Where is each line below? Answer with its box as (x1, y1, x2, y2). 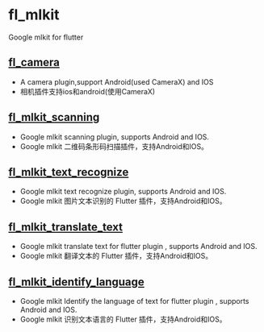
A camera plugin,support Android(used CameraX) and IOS (19, 77, 214, 86)
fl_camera (8, 56, 61, 69)
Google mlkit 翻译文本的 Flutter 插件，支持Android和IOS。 (19, 251, 212, 261)
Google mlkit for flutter (8, 32, 84, 42)
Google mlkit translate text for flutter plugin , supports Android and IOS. (19, 242, 258, 251)
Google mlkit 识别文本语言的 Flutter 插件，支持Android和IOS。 (19, 314, 227, 324)
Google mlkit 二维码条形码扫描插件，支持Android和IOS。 (19, 141, 208, 151)
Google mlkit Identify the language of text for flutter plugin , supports (19, 297, 249, 305)
